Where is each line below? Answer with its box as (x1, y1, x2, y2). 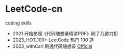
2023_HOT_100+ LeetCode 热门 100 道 (12, 37, 94, 43)
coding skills (5, 20, 32, 26)
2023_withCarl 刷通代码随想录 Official (12, 43, 92, 49)
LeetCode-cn (5, 3, 63, 15)
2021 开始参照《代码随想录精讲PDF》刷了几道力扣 (12, 30, 118, 36)
